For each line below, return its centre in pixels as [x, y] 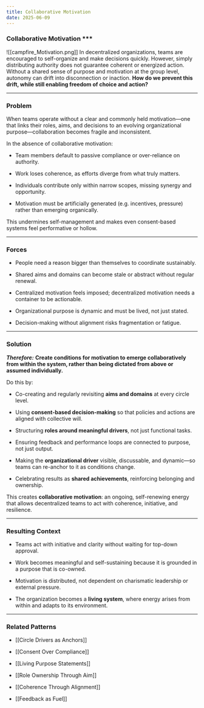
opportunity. [30, 192]
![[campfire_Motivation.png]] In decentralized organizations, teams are [95, 52]
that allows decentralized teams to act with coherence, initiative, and [92, 503]
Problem [19, 106]
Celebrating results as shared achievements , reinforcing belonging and [105, 478]
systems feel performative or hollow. [52, 228]
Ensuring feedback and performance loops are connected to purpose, [103, 442]
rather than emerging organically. [57, 210]
